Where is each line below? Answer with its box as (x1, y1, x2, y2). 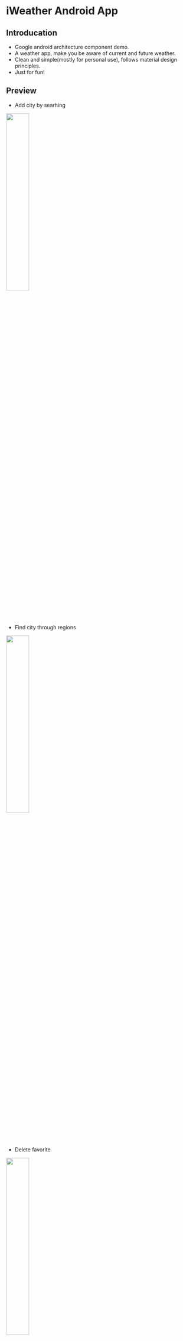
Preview (6, 86, 37, 96)
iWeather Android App (6, 4, 118, 18)
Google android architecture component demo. (14, 43, 129, 50)
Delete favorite (14, 1145, 51, 1153)
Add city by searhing (14, 101, 66, 108)
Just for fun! (14, 69, 45, 75)
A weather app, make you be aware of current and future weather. (14, 50, 176, 57)
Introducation (6, 28, 57, 38)
